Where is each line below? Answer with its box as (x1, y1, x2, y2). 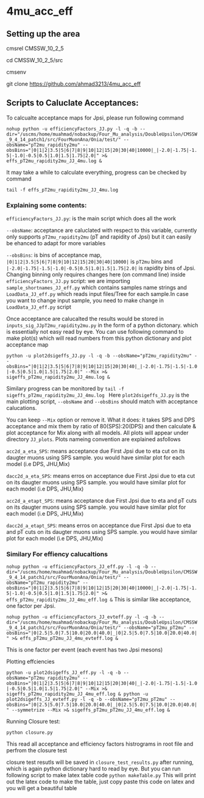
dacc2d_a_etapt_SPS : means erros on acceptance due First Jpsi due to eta (6, 522, 191, 529)
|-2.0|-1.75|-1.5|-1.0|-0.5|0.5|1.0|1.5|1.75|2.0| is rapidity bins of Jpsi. (6, 264, 196, 272)
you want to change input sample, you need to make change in (6, 297, 164, 304)
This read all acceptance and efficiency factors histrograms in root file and (6, 740, 194, 748)
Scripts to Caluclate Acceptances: (6, 98, 139, 108)
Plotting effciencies (6, 658, 55, 666)
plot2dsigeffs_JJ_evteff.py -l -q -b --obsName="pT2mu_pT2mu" (6, 697, 167, 703)
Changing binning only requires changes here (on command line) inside (6, 271, 186, 278)
